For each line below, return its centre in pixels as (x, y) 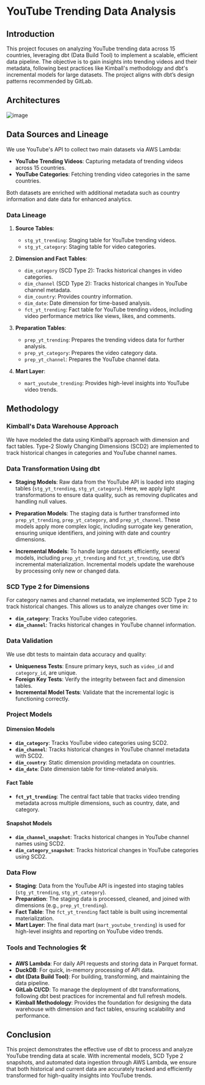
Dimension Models (31, 729)
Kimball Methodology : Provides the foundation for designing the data (103, 1002)
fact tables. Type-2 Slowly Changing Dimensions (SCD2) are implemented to (103, 446)
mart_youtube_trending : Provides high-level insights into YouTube (107, 383)
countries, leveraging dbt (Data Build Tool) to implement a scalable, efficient (102, 55)
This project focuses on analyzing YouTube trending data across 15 (91, 48)
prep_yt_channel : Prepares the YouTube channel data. (92, 359)
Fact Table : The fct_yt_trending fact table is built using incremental (101, 912)
